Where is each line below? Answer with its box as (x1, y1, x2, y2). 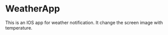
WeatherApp (5, 3, 60, 14)
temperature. (5, 24, 32, 30)
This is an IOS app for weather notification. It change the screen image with (5, 19, 163, 25)
